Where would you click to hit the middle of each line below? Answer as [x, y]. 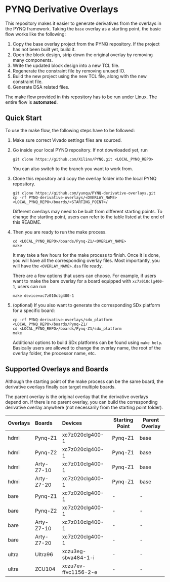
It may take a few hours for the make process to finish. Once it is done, [86, 255]
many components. [33, 60]
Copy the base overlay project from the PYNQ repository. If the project [86, 44]
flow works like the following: [36, 34]
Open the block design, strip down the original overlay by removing [82, 55]
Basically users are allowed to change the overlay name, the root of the [87, 347]
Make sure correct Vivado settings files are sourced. [67, 140]
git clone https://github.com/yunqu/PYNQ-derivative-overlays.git [84, 193]
